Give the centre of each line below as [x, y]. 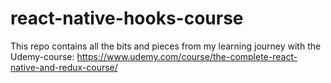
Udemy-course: [42, 56]
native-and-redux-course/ [64, 67]
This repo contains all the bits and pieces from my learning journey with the [166, 46]
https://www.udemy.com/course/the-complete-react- [187, 56]
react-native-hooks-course [127, 18]
